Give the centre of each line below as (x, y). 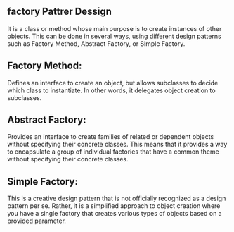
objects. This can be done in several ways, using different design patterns (114, 36)
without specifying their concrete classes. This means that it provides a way (117, 145)
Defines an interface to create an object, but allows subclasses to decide (113, 83)
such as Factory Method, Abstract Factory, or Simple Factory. (96, 43)
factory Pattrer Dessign (60, 12)
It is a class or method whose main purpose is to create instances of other (115, 28)
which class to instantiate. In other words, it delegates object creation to (111, 90)
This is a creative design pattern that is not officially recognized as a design (117, 199)
